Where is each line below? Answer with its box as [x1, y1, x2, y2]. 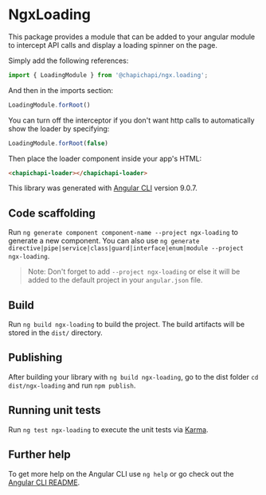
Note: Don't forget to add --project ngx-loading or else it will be [27, 267, 241, 276]
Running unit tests [8, 403, 101, 417]
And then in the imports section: [8, 85, 114, 95]
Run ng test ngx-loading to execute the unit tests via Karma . [8, 424, 209, 435]
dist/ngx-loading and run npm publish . [8, 380, 136, 390]
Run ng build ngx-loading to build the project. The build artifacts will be [8, 320, 245, 329]
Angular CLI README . [8, 477, 80, 487]
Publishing [8, 351, 63, 364]
